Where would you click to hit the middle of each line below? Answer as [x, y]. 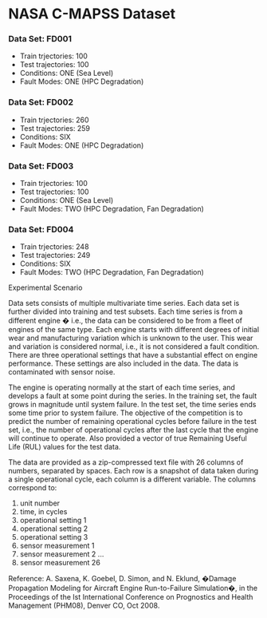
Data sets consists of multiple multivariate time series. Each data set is [124, 303]
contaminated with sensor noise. [62, 372]
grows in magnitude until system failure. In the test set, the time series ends [132, 405]
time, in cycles [43, 512]
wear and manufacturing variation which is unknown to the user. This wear [131, 338]
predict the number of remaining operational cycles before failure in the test [133, 422]
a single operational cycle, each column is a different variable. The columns [132, 479]
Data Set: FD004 [41, 230]
